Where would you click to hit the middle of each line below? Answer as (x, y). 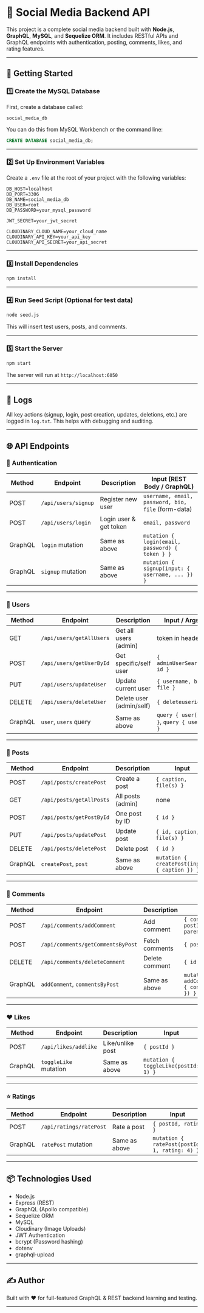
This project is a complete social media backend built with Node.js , (90, 29)
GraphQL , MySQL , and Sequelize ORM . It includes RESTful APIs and (92, 35)
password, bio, (165, 502)
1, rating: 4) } (176, 1151)
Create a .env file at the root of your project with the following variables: (96, 178)
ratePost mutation (67, 1144)
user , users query (66, 722)
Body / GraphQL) (169, 487)
